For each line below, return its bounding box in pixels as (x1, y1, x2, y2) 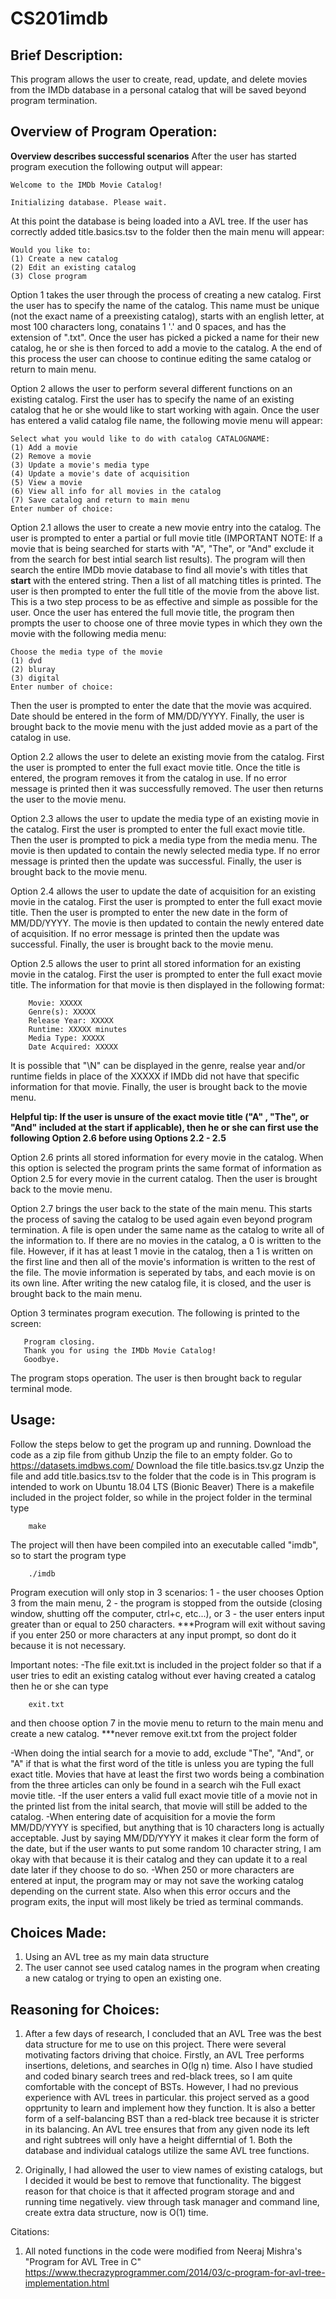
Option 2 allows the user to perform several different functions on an (10, 382, 293, 394)
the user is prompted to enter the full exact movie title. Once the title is (10, 761, 301, 773)
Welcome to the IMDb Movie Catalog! (10, 180, 163, 190)
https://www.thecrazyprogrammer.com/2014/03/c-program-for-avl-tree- (24, 2267, 326, 2279)
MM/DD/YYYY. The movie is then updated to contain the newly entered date (10, 917, 325, 929)
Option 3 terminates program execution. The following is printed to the (10, 1307, 300, 1319)
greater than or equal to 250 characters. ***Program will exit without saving (10, 1618, 326, 1630)
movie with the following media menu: (10, 627, 167, 639)
